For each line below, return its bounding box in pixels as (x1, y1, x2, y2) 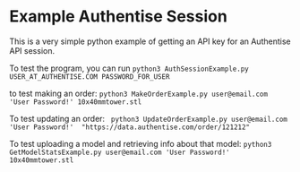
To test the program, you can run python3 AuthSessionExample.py (9, 63, 249, 73)
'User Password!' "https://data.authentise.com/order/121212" (9, 123, 251, 132)
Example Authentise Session (9, 6, 228, 27)
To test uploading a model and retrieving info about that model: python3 (9, 138, 272, 149)
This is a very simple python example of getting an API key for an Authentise (9, 36, 291, 47)
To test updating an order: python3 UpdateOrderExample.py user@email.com (9, 113, 288, 124)
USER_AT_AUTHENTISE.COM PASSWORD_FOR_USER (9, 72, 170, 82)
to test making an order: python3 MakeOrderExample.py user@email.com (9, 88, 269, 99)
